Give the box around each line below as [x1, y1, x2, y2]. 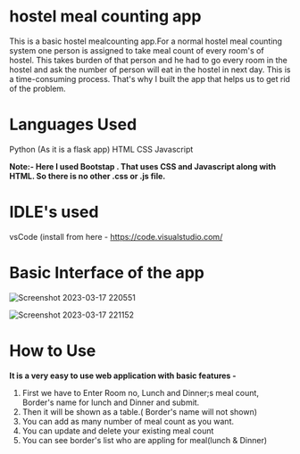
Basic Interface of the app [9, 263, 205, 283]
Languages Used [9, 114, 137, 135]
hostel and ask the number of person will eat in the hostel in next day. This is [9, 64, 291, 75]
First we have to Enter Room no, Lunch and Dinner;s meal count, [21, 387, 259, 398]
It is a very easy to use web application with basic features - [9, 370, 237, 381]
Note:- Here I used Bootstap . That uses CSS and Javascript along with [9, 161, 277, 171]
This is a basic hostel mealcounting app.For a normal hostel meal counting [9, 36, 283, 46]
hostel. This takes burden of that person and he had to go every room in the [9, 54, 287, 65]
